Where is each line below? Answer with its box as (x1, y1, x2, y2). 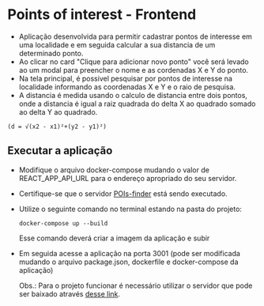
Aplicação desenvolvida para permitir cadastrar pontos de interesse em (18, 32, 252, 41)
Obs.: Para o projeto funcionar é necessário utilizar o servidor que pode (18, 281, 253, 290)
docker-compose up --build (18, 219, 108, 227)
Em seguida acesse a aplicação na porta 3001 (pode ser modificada (18, 248, 240, 258)
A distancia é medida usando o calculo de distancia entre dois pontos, (18, 90, 248, 100)
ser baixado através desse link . (18, 289, 120, 298)
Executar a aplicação (7, 144, 113, 157)
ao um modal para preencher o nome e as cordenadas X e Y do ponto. (18, 65, 249, 74)
